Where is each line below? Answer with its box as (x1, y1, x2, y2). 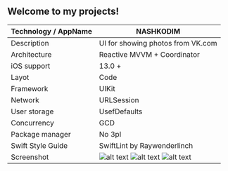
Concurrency (11, 118, 54, 128)
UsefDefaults (99, 107, 143, 116)
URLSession (99, 95, 139, 104)
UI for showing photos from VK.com (99, 38, 217, 48)
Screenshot (11, 152, 49, 162)
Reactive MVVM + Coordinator (99, 49, 201, 59)
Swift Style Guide (11, 140, 68, 150)
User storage (11, 107, 54, 116)
